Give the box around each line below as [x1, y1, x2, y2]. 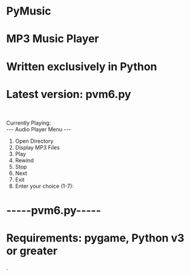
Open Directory [15, 137, 54, 145]
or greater [6, 244, 57, 258]
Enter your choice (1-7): [15, 182, 74, 189]
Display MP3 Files [15, 143, 60, 151]
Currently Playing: [6, 119, 51, 126]
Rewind [15, 156, 34, 164]
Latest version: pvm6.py [6, 87, 131, 101]
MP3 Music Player [6, 32, 99, 46]
